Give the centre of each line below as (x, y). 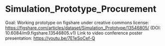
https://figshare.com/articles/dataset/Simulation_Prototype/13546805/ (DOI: (83, 27)
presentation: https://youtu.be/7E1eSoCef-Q (50, 38)
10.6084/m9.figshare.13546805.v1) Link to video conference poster (74, 33)
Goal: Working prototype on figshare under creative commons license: (77, 23)
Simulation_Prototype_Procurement (81, 9)
